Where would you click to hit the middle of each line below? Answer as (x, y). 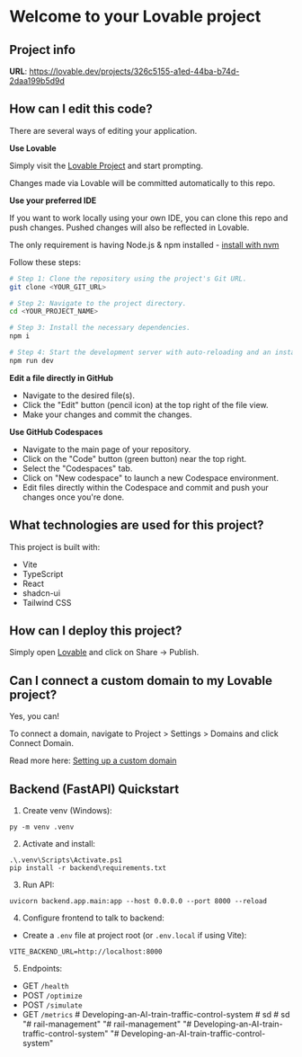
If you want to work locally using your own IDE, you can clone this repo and (149, 218)
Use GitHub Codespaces (56, 431)
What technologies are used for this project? (137, 525)
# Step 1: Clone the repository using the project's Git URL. (128, 279)
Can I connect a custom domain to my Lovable (141, 680)
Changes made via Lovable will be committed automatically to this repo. (142, 182)
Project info (43, 50)
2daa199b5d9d (37, 81)
